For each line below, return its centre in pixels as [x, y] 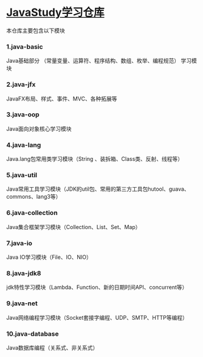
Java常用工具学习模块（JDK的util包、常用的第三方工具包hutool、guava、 [98, 189]
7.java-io [19, 243]
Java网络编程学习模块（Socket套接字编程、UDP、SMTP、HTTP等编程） [97, 317]
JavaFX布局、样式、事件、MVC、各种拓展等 [62, 99]
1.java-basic [25, 46]
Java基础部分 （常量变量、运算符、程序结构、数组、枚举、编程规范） [93, 61]
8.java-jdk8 [24, 273]
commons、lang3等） [34, 197]
